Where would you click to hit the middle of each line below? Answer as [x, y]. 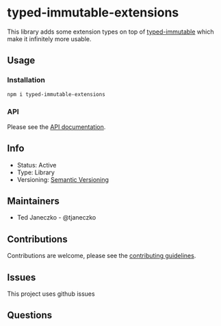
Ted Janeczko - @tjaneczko [56, 218]
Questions [30, 315]
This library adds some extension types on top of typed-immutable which [110, 32]
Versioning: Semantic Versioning [63, 179]
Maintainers [34, 201]
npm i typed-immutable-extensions [56, 94]
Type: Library [36, 172]
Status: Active [37, 165]
